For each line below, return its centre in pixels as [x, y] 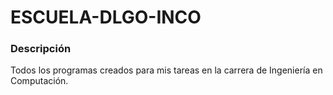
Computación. [39, 81]
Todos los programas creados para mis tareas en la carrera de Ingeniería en [166, 70]
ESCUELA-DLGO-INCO [106, 17]
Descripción [41, 49]
